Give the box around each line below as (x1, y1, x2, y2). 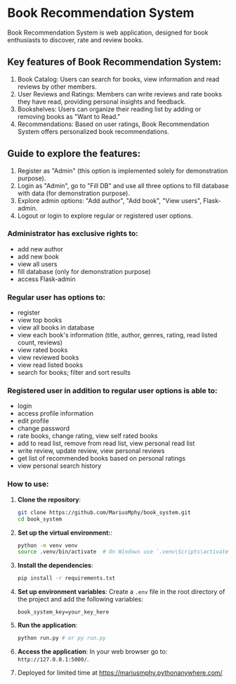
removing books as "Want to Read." (17, 112, 121, 120)
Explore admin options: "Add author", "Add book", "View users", (17, 196, 202, 205)
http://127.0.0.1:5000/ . (17, 655, 89, 663)
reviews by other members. (17, 82, 97, 91)
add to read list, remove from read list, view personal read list (17, 439, 195, 448)
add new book (17, 252, 60, 261)
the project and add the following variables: (17, 595, 143, 604)
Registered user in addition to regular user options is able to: (7, 386, 218, 396)
